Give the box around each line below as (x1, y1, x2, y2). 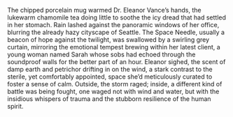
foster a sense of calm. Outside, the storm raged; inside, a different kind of (7, 80, 223, 88)
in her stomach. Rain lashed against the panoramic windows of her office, (7, 21, 220, 29)
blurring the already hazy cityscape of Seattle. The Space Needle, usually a (7, 28, 225, 36)
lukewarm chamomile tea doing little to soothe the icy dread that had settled (7, 13, 226, 22)
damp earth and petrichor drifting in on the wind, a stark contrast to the (7, 65, 213, 73)
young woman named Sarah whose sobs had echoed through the (7, 50, 196, 58)
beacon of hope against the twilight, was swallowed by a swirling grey (7, 36, 210, 44)
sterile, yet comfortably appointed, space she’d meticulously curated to (7, 72, 213, 81)
